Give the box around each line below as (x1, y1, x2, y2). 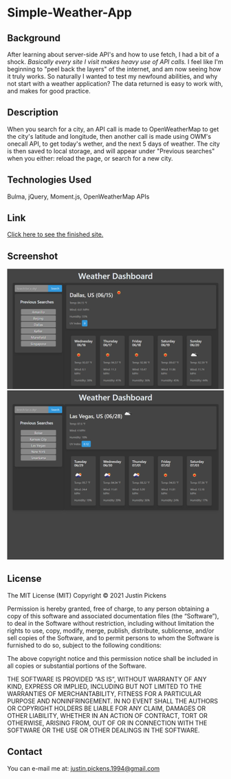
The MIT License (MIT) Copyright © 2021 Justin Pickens (7, 591, 167, 599)
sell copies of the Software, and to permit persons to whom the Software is (7, 633, 220, 642)
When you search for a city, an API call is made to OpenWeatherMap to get (7, 125, 219, 133)
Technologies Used (7, 174, 91, 186)
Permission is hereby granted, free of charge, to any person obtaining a (7, 605, 210, 613)
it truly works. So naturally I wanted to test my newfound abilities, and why (7, 72, 218, 80)
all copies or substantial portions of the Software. (7, 662, 146, 670)
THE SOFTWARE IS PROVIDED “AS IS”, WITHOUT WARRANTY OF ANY (7, 675, 207, 683)
